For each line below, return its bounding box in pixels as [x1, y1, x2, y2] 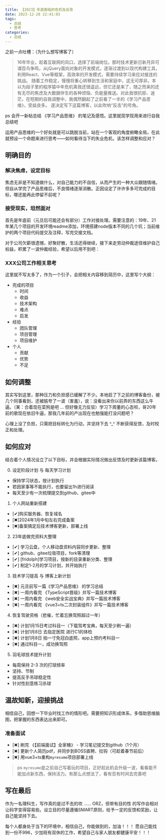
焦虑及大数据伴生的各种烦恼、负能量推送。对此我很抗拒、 [34, 90, 151, 96]
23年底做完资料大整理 [12, 533, 56, 539]
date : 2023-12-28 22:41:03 [5, 12, 60, 17]
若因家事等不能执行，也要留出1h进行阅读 [12, 483, 94, 489]
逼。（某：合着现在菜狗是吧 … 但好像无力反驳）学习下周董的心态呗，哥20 [5, 404, 152, 410]
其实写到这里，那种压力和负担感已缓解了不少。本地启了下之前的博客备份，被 [5, 391, 160, 397]
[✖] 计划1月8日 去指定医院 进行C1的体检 [12, 629, 92, 634]
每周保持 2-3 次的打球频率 [12, 662, 65, 668]
